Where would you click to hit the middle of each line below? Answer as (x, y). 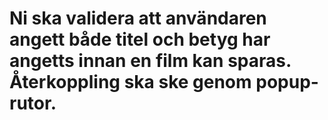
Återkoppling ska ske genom (130, 82)
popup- (287, 82)
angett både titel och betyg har (140, 39)
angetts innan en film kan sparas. (150, 61)
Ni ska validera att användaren (138, 18)
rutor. (33, 103)
